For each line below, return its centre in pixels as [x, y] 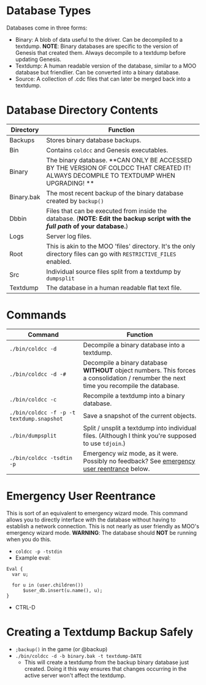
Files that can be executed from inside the [107, 211]
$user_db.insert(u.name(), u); [63, 590]
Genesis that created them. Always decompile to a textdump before [100, 52]
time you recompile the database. [131, 386]
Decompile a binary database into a [134, 345]
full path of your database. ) [87, 226]
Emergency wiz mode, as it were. [131, 453]
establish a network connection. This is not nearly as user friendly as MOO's [103, 526]
